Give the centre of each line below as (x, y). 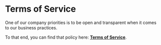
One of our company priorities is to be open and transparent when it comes (81, 22)
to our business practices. (31, 27)
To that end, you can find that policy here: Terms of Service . (66, 37)
